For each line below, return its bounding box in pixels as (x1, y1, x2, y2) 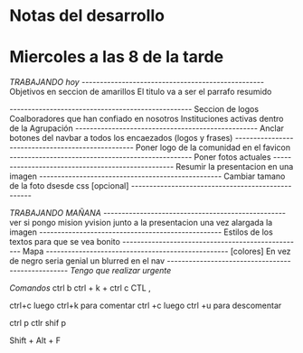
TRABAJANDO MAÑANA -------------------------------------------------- (9, 208, 287, 218)
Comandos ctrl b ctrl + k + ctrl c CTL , (9, 283, 151, 293)
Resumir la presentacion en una (175, 162, 294, 172)
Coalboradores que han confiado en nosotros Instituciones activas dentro (9, 114, 284, 125)
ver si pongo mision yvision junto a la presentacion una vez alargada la (9, 218, 273, 228)
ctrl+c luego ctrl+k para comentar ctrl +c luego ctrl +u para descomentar (9, 300, 282, 311)
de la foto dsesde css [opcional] (9, 181, 129, 191)
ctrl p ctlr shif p (9, 318, 66, 329)
